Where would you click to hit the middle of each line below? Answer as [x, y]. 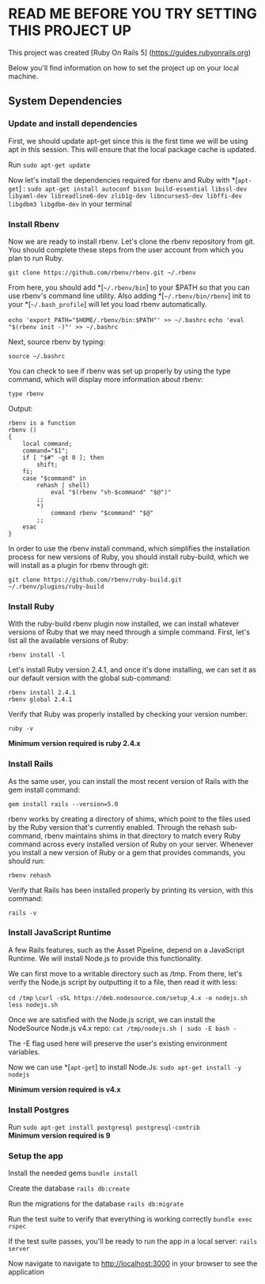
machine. [23, 76]
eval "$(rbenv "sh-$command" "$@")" [111, 492]
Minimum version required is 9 [59, 1135]
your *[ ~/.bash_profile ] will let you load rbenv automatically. [108, 304]
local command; [47, 444]
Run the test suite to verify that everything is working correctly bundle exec [131, 1219]
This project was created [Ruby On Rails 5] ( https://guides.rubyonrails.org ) [130, 52]
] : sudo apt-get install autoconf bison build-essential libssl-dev [133, 188]
